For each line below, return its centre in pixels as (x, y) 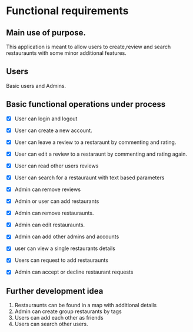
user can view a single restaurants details (65, 248)
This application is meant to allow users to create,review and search (89, 47)
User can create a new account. (53, 130)
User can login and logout (46, 119)
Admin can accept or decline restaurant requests (74, 272)
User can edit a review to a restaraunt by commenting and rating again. (101, 154)
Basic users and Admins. (36, 86)
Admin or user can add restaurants (57, 201)
